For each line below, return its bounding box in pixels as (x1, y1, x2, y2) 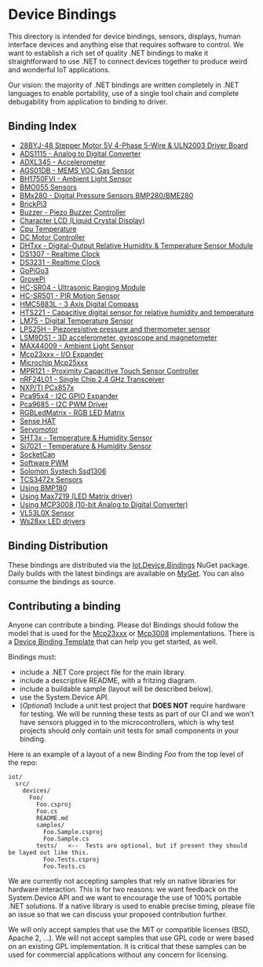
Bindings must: (8, 653, 57, 662)
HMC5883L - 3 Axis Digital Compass (19, 299, 139, 308)
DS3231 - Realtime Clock (19, 257, 100, 267)
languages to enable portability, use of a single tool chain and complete (8, 88, 239, 97)
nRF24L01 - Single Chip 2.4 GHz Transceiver (19, 374, 165, 384)
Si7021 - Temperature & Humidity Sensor (19, 441, 152, 450)
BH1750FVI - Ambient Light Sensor (19, 174, 132, 183)
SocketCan (19, 450, 56, 459)
